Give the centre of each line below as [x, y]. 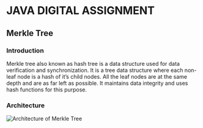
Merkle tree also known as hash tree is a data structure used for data [93, 63]
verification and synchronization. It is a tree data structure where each [95, 70]
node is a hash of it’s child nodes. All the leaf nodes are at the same [102, 76]
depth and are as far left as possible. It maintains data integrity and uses [97, 83]
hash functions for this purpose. [47, 90]
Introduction [25, 51]
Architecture [26, 105]
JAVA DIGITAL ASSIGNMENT [80, 11]
